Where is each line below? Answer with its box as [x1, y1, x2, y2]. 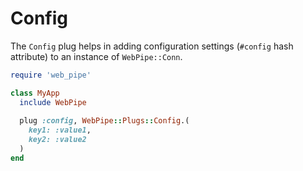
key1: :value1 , [28, 125, 92, 136]
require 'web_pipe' [10, 70, 92, 80]
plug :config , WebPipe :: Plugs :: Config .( [19, 116, 190, 126]
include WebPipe [19, 97, 87, 107]
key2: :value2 [28, 135, 87, 145]
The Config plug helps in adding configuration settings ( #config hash [10, 40, 294, 52]
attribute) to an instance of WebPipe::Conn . [10, 50, 183, 62]
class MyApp [10, 88, 60, 98]
